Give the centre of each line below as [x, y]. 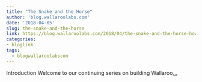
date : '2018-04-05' [31, 23]
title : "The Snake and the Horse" [50, 12]
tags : [13, 51]
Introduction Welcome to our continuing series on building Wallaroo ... [92, 72]
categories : [21, 39]
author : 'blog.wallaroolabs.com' [48, 17]
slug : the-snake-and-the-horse [45, 28]
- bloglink [20, 45]
